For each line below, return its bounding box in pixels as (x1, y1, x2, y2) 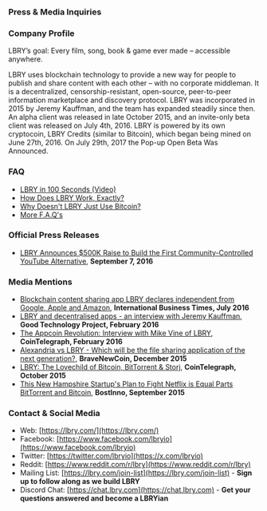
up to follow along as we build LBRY (19, 477, 141, 486)
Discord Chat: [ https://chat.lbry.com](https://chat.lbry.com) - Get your (19, 485, 251, 495)
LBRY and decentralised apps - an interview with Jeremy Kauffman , (19, 311, 243, 321)
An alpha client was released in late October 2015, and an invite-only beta (8, 113, 250, 122)
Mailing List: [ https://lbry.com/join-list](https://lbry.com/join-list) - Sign (19, 468, 253, 477)
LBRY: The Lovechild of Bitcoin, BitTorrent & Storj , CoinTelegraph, (19, 362, 237, 372)
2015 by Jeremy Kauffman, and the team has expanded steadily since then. (8, 104, 256, 113)
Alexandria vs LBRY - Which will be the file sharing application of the (19, 346, 245, 355)
